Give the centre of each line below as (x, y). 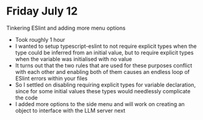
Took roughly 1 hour (40, 39)
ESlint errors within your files (51, 78)
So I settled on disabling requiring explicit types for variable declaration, (105, 85)
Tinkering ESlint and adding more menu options (66, 28)
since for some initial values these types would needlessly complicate (103, 91)
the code (26, 98)
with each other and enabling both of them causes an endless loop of (102, 72)
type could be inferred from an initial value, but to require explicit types (104, 52)
